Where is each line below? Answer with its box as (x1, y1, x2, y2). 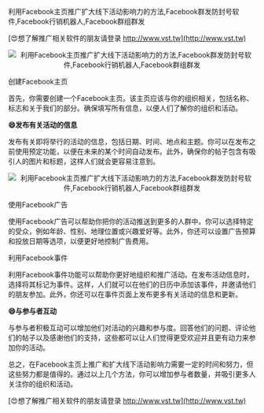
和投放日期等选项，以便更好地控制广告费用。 (8, 236, 153, 246)
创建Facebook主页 (8, 77, 68, 86)
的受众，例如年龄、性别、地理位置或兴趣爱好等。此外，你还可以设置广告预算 (8, 227, 256, 236)
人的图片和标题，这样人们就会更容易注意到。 (14, 157, 159, 166)
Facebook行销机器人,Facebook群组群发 (16, 17, 145, 26)
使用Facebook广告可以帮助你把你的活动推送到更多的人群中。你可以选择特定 (8, 217, 254, 226)
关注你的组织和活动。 (8, 379, 77, 389)
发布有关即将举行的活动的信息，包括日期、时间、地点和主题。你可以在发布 (8, 137, 249, 146)
